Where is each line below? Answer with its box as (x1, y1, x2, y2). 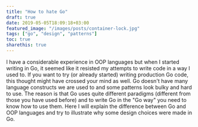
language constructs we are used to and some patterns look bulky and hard (6, 83, 192, 91)
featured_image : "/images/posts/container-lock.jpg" (6, 25, 140, 32)
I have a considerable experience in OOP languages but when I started (6, 58, 180, 66)
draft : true (6, 14, 36, 20)
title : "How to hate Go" (6, 8, 68, 15)
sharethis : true (6, 42, 47, 48)
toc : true (6, 36, 31, 42)
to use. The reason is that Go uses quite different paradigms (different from (6, 90, 191, 97)
